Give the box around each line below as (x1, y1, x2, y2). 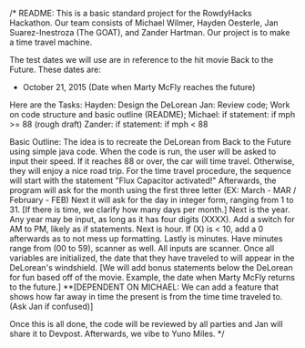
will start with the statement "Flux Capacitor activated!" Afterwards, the (9, 175, 277, 186)
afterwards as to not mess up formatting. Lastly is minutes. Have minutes (9, 233, 283, 244)
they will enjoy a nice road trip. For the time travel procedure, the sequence (9, 166, 291, 176)
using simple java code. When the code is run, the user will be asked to (9, 146, 277, 157)
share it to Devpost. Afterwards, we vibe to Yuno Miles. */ (9, 328, 225, 339)
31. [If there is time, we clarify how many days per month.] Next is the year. (9, 204, 290, 215)
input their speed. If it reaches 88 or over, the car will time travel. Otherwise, (9, 156, 295, 167)
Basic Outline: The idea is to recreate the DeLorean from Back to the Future (9, 137, 291, 147)
